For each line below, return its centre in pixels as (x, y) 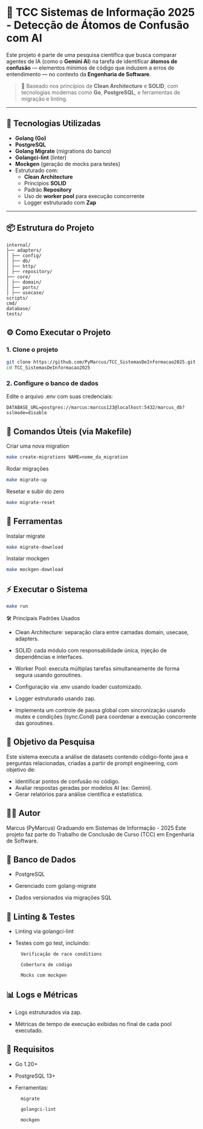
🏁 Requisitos (30, 1049)
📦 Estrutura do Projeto (50, 228)
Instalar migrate (26, 536)
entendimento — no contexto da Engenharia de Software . (79, 74)
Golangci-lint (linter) (41, 157)
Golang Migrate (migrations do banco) (63, 151)
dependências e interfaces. (49, 657)
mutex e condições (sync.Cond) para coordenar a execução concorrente (106, 717)
